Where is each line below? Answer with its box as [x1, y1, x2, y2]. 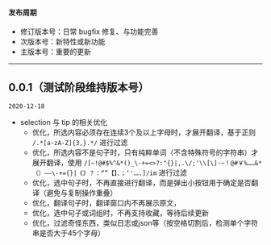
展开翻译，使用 [31, 158, 82, 168]
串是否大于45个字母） [31, 228, 105, 238]
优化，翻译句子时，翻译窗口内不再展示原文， [31, 198, 181, 208]
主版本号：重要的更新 [19, 47, 91, 56]
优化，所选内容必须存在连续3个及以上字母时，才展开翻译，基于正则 [31, 127, 256, 137]
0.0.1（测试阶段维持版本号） [8, 81, 149, 94]
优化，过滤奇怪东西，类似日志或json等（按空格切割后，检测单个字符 [31, 218, 259, 228]
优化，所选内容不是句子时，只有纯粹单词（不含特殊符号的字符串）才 [31, 147, 259, 157]
